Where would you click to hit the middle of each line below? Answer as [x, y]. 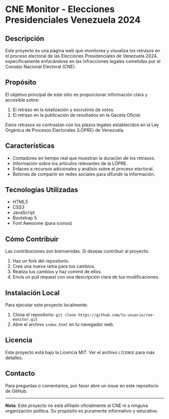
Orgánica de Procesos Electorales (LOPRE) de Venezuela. [65, 130]
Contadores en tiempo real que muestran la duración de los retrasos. [84, 158]
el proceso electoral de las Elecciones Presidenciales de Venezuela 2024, [81, 56]
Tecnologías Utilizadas [42, 190]
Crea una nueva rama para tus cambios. [54, 266]
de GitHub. [16, 391]
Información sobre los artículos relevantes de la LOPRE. [70, 163]
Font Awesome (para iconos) [42, 223]
